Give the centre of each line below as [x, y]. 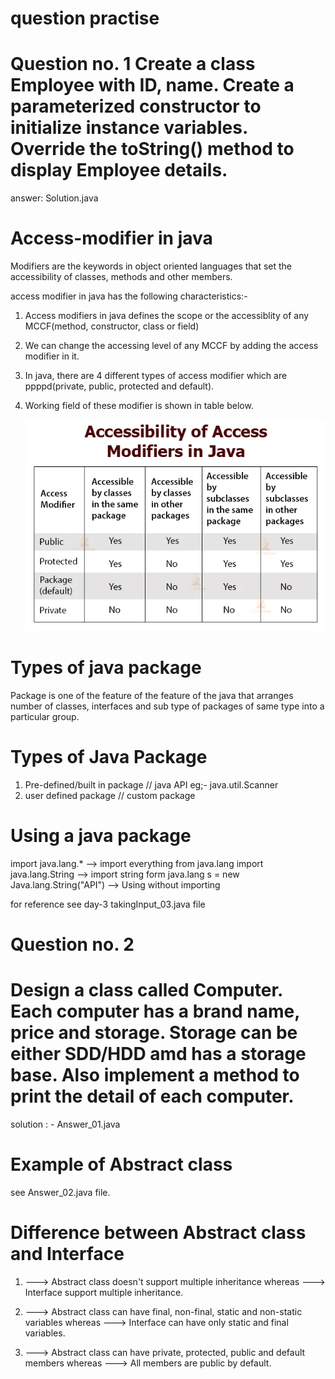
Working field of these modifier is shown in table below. [139, 406]
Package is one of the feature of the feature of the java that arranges [152, 695]
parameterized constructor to [136, 106]
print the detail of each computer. [152, 1096]
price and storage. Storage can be [154, 1032]
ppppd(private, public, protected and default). [119, 386]
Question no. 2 [72, 944]
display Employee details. [119, 170]
